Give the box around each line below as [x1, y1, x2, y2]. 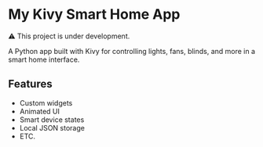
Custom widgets [19, 98, 73, 107]
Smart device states [19, 115, 85, 124]
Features [8, 77, 53, 91]
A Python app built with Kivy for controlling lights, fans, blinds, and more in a [8, 46, 256, 56]
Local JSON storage [19, 123, 85, 132]
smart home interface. [8, 55, 80, 64]
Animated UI [19, 106, 60, 116]
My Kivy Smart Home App [8, 5, 181, 23]
